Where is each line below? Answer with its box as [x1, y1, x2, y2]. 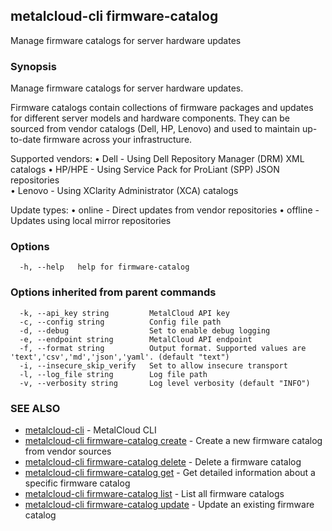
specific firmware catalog [24, 477, 131, 489]
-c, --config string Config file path [19, 317, 222, 327]
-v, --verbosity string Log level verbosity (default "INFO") [19, 378, 311, 388]
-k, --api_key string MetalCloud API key [19, 308, 230, 318]
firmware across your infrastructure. [43, 134, 193, 146]
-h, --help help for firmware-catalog [19, 262, 190, 273]
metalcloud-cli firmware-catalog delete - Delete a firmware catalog [24, 456, 302, 468]
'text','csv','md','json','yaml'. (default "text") [10, 352, 230, 362]
